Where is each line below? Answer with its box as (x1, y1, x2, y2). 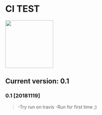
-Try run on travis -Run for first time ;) (17, 104, 97, 110)
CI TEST (5, 3, 40, 15)
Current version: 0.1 (5, 77, 69, 85)
